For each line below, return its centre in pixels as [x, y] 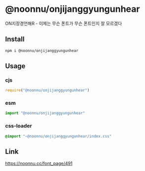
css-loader [19, 126]
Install [15, 39]
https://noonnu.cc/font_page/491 [39, 164]
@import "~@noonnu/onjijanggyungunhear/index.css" [58, 136]
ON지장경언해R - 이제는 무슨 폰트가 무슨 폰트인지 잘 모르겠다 [64, 23]
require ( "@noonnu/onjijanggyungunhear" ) [48, 90]
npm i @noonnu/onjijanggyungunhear [42, 50]
